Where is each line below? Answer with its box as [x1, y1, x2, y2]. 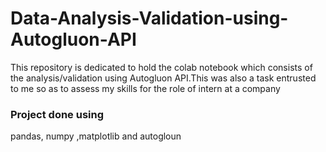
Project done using [10, 107, 105, 121]
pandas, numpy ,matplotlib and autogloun [10, 130, 182, 142]
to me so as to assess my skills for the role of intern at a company [10, 82, 281, 94]
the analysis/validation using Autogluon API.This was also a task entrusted [10, 72, 317, 84]
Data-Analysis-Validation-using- [10, 7, 289, 30]
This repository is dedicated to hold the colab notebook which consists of [10, 61, 313, 73]
